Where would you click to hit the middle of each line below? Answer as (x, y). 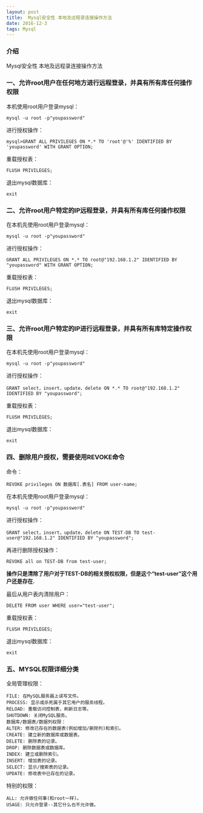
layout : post (23, 12)
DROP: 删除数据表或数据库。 (37, 748)
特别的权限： (22, 786)
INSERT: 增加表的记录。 (33, 761)
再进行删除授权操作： (33, 550)
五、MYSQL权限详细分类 (42, 669)
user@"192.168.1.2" (31, 538)
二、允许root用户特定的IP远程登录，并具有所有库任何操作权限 (96, 210)
